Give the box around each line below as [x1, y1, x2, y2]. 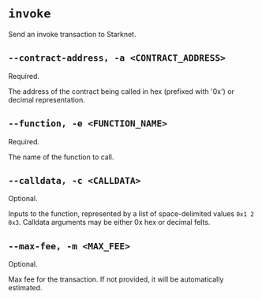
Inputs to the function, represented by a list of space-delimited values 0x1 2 [8, 209, 255, 219]
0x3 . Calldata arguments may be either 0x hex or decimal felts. [8, 218, 211, 227]
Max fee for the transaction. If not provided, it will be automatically [8, 275, 224, 284]
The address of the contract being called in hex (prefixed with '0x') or [8, 86, 235, 96]
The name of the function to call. [8, 152, 114, 162]
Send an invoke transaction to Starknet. [8, 29, 137, 39]
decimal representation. [8, 95, 85, 104]
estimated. [8, 283, 43, 293]
